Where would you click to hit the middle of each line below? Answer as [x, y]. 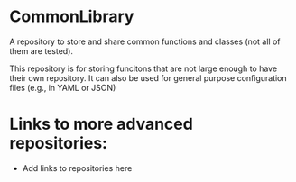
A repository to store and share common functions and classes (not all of [145, 41]
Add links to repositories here [77, 168]
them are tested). [42, 50]
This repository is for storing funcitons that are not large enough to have [143, 68]
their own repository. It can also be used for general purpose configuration [148, 77]
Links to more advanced [102, 124]
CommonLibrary [72, 17]
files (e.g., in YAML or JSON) [63, 87]
